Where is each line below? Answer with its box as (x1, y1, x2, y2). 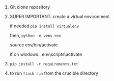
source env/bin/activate (9, 42, 58, 48)
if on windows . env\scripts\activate (9, 51, 82, 57)
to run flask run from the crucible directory (9, 70, 98, 76)
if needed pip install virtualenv (9, 23, 79, 29)
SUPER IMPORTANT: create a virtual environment (9, 14, 110, 19)
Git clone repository (9, 4, 50, 10)
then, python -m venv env (9, 33, 61, 38)
